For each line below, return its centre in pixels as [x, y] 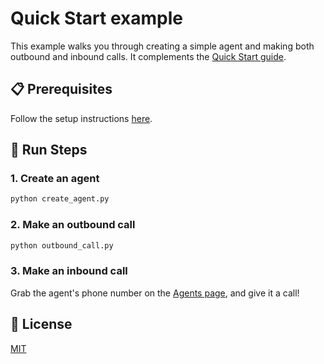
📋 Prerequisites [61, 89]
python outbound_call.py [62, 245]
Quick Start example [96, 18]
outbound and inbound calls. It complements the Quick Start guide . [148, 56]
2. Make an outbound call [73, 225]
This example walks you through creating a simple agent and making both [162, 46]
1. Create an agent [55, 179]
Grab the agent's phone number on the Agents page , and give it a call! [155, 293]
